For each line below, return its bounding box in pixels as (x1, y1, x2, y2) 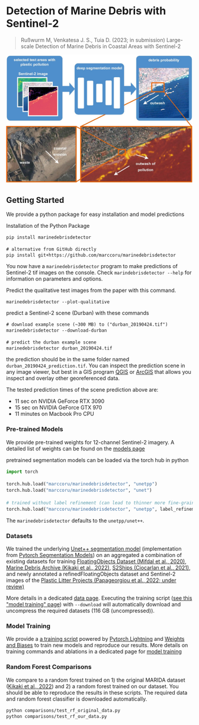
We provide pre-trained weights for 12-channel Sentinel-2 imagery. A (6, 438, 175, 446)
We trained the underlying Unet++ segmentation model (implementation (6, 545, 182, 552)
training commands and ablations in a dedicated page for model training (6, 648, 182, 655)
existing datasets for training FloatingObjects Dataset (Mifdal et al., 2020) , (6, 558, 187, 565)
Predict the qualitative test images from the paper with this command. (6, 287, 176, 294)
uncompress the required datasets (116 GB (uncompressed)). (6, 607, 155, 614)
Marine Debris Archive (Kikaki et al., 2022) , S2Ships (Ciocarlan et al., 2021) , (6, 564, 191, 571)
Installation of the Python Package (6, 222, 90, 230)
